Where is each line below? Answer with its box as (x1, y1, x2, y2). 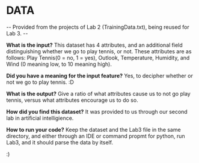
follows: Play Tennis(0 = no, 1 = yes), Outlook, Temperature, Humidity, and (6, 54, 190, 61)
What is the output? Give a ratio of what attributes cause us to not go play (6, 90, 191, 97)
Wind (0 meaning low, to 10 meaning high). (6, 61, 112, 68)
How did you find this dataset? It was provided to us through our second (6, 108, 188, 115)
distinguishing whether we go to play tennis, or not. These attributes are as (6, 47, 192, 55)
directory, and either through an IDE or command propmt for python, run (6, 132, 185, 140)
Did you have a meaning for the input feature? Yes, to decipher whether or (6, 72, 194, 79)
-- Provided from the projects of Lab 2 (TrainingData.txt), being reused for (6, 23, 189, 31)
